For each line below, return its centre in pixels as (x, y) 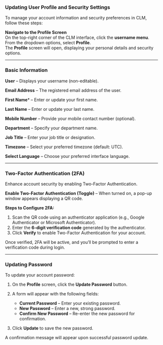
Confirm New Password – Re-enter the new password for (77, 314)
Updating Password (29, 264)
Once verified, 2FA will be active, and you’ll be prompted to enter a (72, 242)
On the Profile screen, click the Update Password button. (70, 285)
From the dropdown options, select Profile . (48, 43)
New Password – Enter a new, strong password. (67, 309)
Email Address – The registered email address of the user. (63, 90)
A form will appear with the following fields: (55, 294)
